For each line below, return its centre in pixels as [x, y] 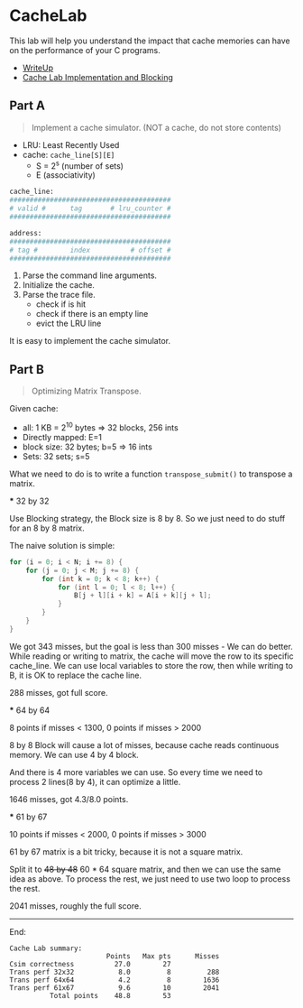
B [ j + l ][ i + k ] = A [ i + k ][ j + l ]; [142, 596]
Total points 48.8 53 [110, 995]
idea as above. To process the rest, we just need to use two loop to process [150, 879]
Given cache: [34, 409]
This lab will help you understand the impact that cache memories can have [150, 41]
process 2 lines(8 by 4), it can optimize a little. [95, 781]
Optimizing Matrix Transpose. [86, 391]
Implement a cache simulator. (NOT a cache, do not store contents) [156, 127]
